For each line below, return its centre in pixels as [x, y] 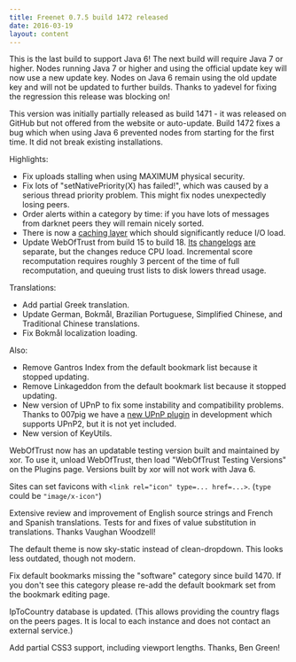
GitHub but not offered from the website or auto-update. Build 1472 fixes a [145, 123]
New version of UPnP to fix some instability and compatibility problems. [153, 405]
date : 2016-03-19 [41, 26]
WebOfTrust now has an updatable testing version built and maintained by [144, 451]
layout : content [39, 34]
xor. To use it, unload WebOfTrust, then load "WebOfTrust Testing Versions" [148, 460]
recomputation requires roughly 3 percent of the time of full [131, 261]
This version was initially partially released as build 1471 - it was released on [148, 114]
